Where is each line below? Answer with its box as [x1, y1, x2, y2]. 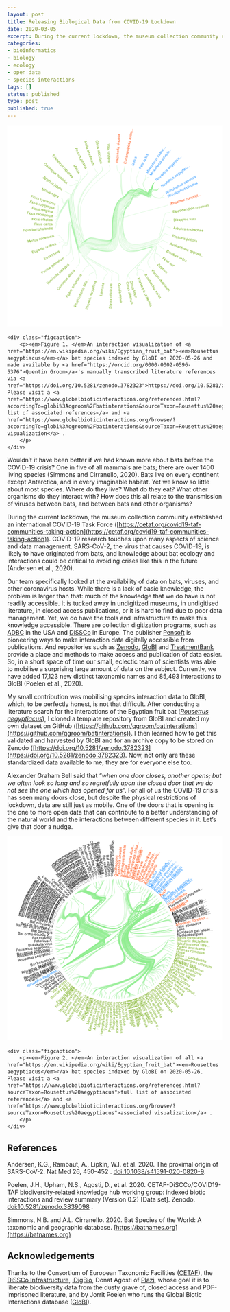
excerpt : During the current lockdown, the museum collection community [7, 33, 219, 40]
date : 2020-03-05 [7, 25, 57, 32]
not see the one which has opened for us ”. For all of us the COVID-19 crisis [7, 786, 218, 795]
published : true [7, 105, 53, 113]
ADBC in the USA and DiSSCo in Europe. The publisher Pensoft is [7, 629, 192, 637]
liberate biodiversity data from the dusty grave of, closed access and [7, 1283, 201, 1291]
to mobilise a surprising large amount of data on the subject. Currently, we [7, 665, 217, 673]
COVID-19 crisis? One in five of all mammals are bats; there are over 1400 [7, 463, 214, 471]
